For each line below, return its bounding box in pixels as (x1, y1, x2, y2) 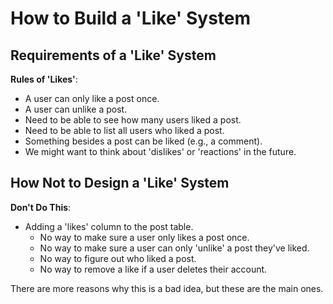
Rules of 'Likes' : (10, 73, 78, 85)
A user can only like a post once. (24, 93, 160, 104)
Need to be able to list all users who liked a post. (24, 125, 225, 136)
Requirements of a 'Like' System (10, 47, 217, 64)
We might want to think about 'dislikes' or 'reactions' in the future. (24, 146, 297, 157)
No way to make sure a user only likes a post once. (39, 231, 250, 243)
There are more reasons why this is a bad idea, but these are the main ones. (10, 282, 324, 294)
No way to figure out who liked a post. (39, 252, 197, 264)
